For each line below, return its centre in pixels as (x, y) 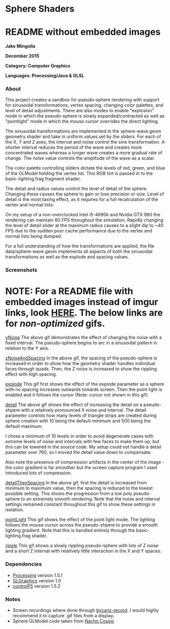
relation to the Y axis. (27, 348)
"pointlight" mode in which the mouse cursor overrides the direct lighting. (82, 121)
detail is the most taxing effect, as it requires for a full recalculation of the (82, 200)
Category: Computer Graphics (38, 66)
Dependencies (24, 564)
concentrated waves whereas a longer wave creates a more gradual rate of (84, 153)
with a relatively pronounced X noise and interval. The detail (84, 410)
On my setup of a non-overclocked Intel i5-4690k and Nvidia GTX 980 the (83, 215)
